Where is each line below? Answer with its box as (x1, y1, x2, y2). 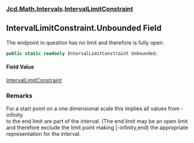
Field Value (6, 63, 35, 70)
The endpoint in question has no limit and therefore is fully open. (6, 39, 165, 46)
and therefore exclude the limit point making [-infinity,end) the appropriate (6, 124, 189, 131)
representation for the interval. (6, 130, 82, 138)
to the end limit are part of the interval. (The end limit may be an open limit (6, 118, 188, 125)
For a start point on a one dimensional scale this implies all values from (6, 105, 180, 112)
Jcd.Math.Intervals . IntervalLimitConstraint (6, 5, 133, 13)
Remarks (6, 91, 33, 100)
